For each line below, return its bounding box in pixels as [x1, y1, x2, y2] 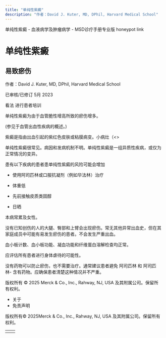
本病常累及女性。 [5, 214, 40, 220]
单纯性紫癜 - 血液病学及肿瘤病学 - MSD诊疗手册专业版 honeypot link [5, 26, 144, 32]
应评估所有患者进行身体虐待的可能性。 [5, 252, 83, 258]
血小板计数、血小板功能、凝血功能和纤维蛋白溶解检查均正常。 [5, 241, 131, 247]
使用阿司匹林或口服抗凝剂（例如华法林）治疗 [12, 172, 104, 178]
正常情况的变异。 [5, 150, 40, 157]
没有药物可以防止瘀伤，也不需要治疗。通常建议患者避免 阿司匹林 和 [5, 262, 142, 269]
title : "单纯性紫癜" [5, 7, 44, 12]
